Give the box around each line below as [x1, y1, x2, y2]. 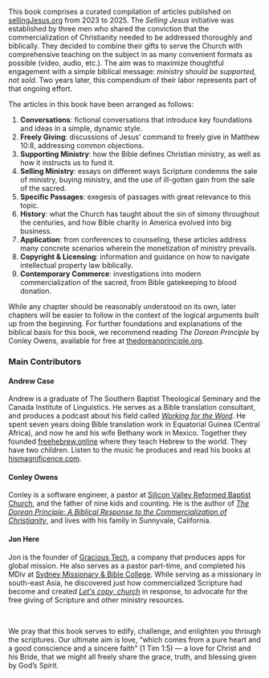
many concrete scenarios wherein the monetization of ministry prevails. [19, 243, 257, 253]
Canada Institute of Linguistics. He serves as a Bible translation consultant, [8, 403, 256, 412]
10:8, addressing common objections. [19, 141, 145, 150]
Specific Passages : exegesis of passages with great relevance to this [19, 192, 251, 201]
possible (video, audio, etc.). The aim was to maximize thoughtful [8, 58, 225, 68]
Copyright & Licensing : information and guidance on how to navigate [19, 252, 251, 261]
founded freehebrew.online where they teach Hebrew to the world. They [8, 436, 247, 446]
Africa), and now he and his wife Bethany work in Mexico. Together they [8, 428, 247, 438]
